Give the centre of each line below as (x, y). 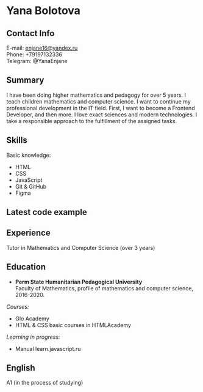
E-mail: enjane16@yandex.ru (42, 48)
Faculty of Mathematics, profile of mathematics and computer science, (104, 288)
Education (26, 267)
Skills (17, 141)
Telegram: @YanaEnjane (37, 61)
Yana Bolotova (44, 11)
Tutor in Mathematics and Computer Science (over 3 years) (81, 247)
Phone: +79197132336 (34, 55)
